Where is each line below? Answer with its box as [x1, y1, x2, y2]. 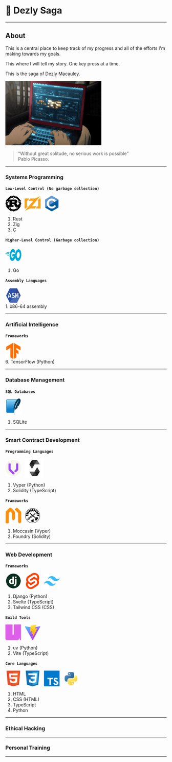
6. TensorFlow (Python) [5, 359, 55, 365]
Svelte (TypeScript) [12, 599, 54, 605]
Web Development [5, 551, 53, 558]
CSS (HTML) [12, 696, 40, 702]
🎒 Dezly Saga [5, 5, 62, 16]
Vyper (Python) [12, 481, 46, 488]
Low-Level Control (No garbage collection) [5, 186, 100, 192]
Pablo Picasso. [17, 155, 50, 162]
